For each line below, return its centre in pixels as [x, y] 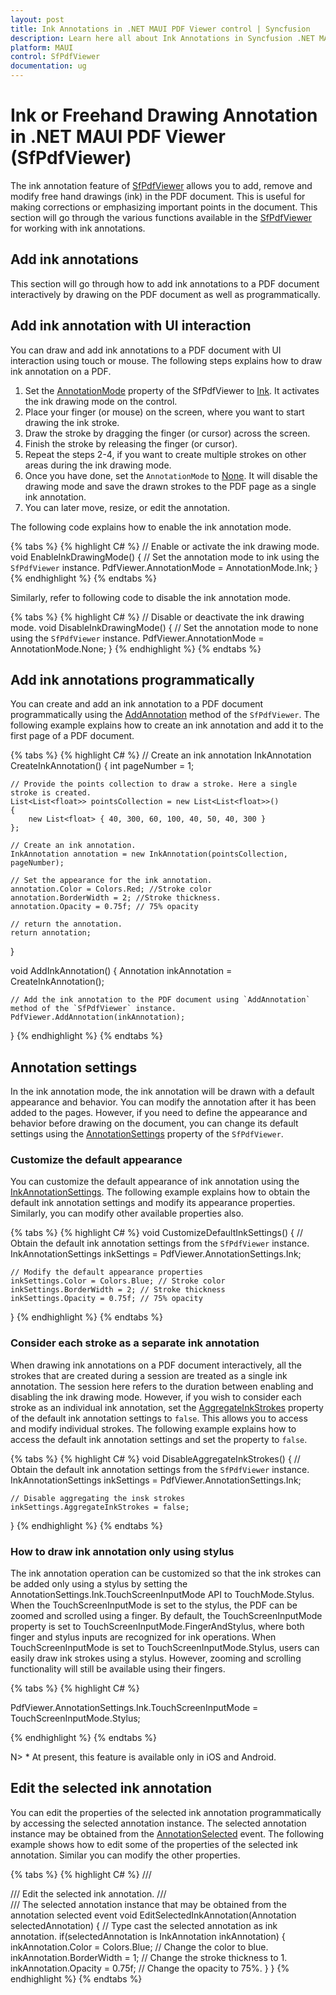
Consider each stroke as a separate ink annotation [135, 1343]
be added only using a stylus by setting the [99, 1584]
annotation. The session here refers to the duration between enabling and [162, 1386]
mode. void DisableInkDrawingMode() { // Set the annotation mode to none [164, 627]
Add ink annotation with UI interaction [131, 326]
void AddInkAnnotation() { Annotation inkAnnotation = [121, 971]
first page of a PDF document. [72, 736]
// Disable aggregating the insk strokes [98, 1498]
